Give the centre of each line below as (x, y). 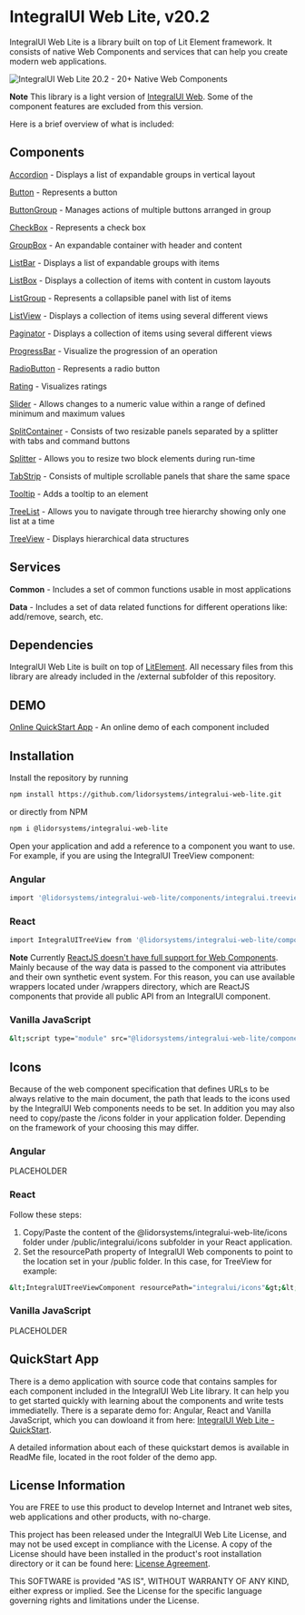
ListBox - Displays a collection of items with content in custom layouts (140, 280)
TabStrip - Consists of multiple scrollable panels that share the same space (150, 476)
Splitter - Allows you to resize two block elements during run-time (133, 458)
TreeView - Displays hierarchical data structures (99, 538)
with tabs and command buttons (70, 441)
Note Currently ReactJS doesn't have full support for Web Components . (144, 958)
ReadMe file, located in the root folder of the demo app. (113, 1457)
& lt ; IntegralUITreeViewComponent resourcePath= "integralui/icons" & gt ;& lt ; (154, 1287)
